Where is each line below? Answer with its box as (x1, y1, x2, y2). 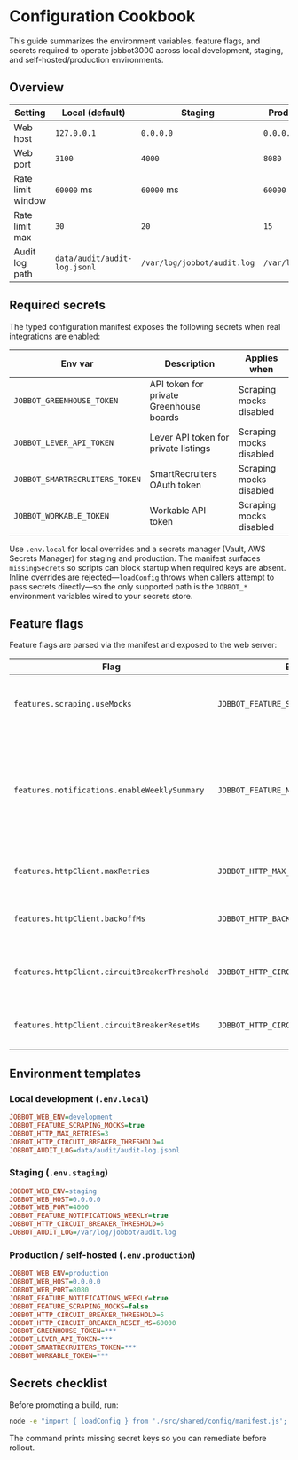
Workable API (149, 504, 207, 516)
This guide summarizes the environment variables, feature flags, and (9, 35, 261, 46)
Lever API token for (149, 431, 230, 443)
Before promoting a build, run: (9, 1399, 119, 1410)
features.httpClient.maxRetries (13, 866, 151, 877)
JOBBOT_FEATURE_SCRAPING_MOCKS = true (9, 1120, 145, 1129)
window (13, 194, 47, 207)
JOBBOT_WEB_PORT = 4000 (9, 1203, 90, 1212)
